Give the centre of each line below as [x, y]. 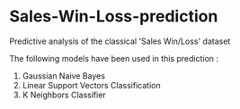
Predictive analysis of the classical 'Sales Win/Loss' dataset [120, 41]
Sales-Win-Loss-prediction [114, 17]
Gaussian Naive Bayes [64, 75]
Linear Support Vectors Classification [91, 85]
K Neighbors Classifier [64, 95]
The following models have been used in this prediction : [114, 58]
